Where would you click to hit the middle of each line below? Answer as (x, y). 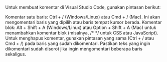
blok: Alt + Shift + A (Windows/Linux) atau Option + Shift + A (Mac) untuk (81, 27)
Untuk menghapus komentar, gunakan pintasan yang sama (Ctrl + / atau (80, 38)
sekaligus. (16, 54)
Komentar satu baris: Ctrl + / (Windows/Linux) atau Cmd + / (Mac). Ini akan (83, 17)
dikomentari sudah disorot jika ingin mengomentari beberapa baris (74, 49)
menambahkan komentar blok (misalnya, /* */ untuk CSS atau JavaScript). (82, 33)
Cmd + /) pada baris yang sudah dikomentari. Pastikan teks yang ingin (78, 43)
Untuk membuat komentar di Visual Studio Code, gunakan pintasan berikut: (83, 7)
